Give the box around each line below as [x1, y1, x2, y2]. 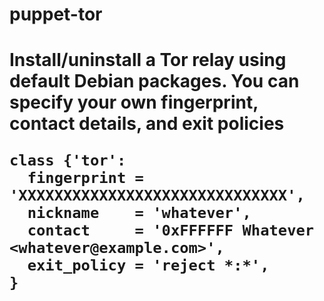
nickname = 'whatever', [27, 204, 252, 223]
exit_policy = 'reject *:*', [27, 256, 270, 275]
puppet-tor [9, 3, 103, 26]
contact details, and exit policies [9, 113, 285, 135]
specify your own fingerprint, [9, 91, 259, 114]
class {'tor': [9, 151, 127, 170]
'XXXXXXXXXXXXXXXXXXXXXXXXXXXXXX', [9, 186, 306, 205]
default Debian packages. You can [9, 70, 300, 93]
